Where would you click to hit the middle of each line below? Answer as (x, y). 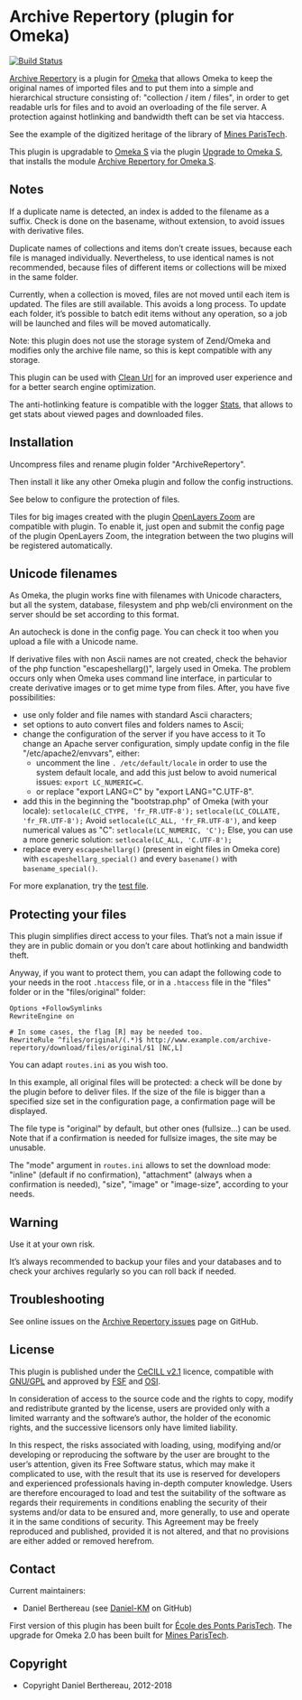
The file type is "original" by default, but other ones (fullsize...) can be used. (150, 1129)
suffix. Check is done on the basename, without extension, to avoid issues (147, 221)
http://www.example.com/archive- (209, 1040)
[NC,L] (170, 1048)
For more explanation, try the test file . (79, 886)
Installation (41, 443)
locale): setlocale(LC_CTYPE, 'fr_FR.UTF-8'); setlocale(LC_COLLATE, (151, 811)
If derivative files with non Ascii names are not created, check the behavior (148, 659)
